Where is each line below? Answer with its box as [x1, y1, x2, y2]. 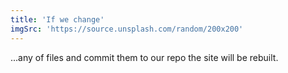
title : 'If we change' [10, 14, 105, 25]
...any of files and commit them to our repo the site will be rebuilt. [10, 51, 279, 63]
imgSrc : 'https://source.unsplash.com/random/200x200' [10, 24, 244, 34]
